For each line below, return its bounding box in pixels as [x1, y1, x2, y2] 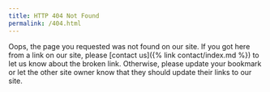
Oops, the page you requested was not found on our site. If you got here [8, 41, 251, 51]
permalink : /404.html [8, 19, 82, 27]
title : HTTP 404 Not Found [8, 11, 100, 20]
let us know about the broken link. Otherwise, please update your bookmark [8, 58, 262, 69]
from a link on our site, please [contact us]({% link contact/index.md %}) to [8, 50, 259, 60]
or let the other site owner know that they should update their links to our [8, 67, 252, 77]
